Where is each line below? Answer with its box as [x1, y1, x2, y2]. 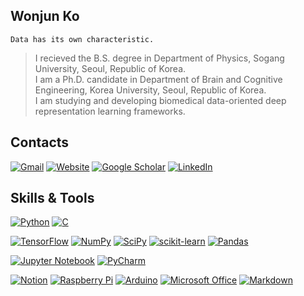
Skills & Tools [10, 190, 95, 207]
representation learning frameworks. [34, 105, 186, 117]
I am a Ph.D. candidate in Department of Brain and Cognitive [34, 73, 283, 85]
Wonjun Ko [10, 8, 80, 25]
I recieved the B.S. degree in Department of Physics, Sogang [34, 52, 285, 64]
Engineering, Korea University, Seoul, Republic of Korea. [34, 84, 267, 96]
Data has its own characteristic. [10, 34, 155, 44]
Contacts [10, 134, 70, 151]
